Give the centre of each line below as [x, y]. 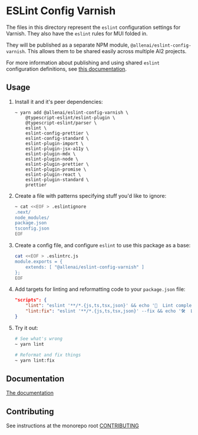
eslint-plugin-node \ [52, 159]
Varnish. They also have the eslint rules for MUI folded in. [77, 33]
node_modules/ [32, 217]
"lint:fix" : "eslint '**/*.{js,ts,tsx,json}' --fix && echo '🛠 [105, 311]
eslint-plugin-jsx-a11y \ [57, 149]
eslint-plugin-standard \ [57, 179]
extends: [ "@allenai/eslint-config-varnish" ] [85, 267]
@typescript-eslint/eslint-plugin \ [70, 117]
